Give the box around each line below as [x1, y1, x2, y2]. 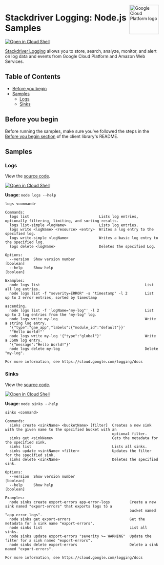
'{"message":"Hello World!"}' [9, 342, 71, 347]
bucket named [129, 508, 156, 513]
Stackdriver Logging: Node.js [5, 12, 127, 23]
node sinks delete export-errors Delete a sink [9, 542, 159, 547]
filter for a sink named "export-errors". [5, 538, 93, 543]
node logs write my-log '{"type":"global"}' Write [9, 334, 156, 339]
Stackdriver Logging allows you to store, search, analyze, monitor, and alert [5, 48, 157, 54]
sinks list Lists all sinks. [9, 444, 147, 449]
